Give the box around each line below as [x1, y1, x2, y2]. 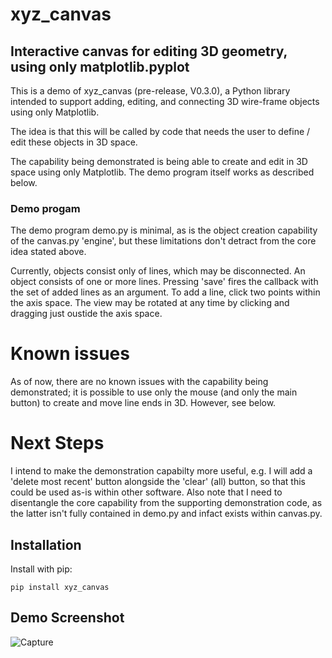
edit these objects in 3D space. [10, 136, 138, 148]
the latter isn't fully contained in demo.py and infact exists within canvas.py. [10, 508, 323, 520]
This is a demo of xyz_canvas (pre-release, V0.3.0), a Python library [10, 85, 291, 97]
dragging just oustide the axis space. [10, 308, 163, 320]
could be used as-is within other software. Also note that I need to [10, 486, 283, 498]
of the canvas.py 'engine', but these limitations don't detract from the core [10, 235, 317, 247]
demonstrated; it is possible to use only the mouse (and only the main [10, 386, 298, 398]
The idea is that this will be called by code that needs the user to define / [10, 126, 311, 137]
